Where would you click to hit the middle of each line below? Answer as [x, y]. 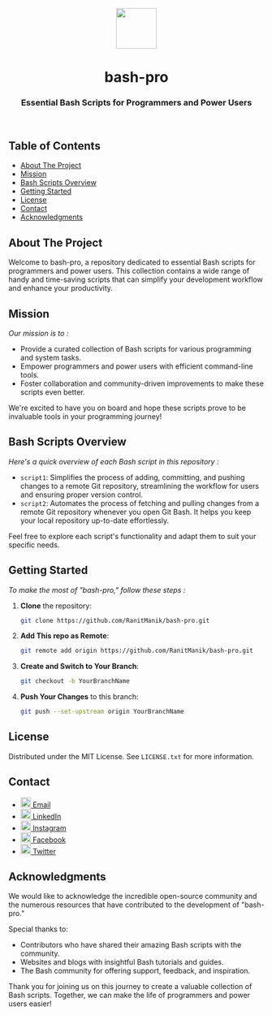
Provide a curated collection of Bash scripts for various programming [136, 348]
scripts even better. [52, 392]
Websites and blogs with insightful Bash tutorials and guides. [122, 962]
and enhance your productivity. [61, 288]
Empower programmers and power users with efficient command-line [136, 366]
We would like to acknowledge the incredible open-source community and [133, 896]
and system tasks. [50, 357]
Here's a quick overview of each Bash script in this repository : [114, 461]
